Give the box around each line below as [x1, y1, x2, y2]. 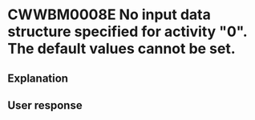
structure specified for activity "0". [7, 22, 248, 41]
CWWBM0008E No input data [7, 6, 212, 24]
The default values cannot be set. [7, 40, 236, 58]
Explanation [7, 71, 69, 85]
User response [7, 98, 83, 112]
